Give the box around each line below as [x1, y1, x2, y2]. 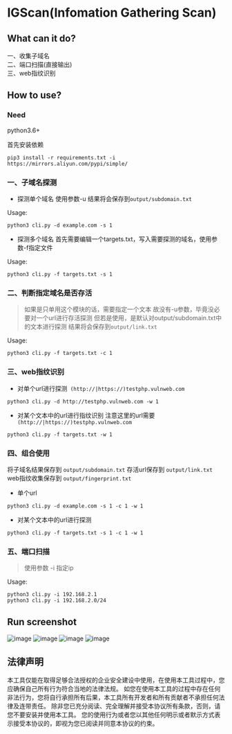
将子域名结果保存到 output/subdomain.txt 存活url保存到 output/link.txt [7, 465, 213, 473]
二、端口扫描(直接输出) [7, 60, 72, 69]
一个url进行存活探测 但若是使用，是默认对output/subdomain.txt [36, 314, 216, 322]
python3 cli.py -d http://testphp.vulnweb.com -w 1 [7, 398, 159, 405]
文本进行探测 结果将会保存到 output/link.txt [30, 322, 157, 331]
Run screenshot [7, 615, 77, 628]
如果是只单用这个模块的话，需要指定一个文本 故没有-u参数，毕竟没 [23, 305, 214, 313]
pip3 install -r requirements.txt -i [7, 154, 116, 161]
